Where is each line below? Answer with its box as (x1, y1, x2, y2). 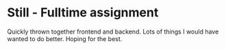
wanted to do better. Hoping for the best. (7, 34, 123, 42)
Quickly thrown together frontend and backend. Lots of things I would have (7, 27, 219, 36)
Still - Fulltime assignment (7, 5, 159, 21)
